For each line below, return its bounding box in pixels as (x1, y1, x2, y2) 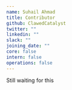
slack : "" (6, 37, 31, 43)
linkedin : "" (6, 32, 39, 38)
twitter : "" (6, 26, 36, 32)
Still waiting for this (6, 77, 54, 84)
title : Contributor (6, 15, 56, 21)
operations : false (6, 60, 53, 66)
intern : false (6, 54, 42, 60)
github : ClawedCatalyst (6, 20, 67, 26)
